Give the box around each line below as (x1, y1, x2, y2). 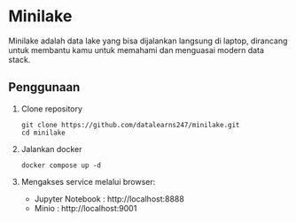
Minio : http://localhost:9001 (34, 203, 137, 213)
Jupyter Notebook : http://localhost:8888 (34, 193, 185, 204)
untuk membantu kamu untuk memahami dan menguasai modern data (8, 44, 265, 55)
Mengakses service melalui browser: (20, 176, 156, 187)
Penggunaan (8, 80, 81, 95)
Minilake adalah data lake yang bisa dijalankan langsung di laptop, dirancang (8, 35, 288, 46)
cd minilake (20, 128, 66, 137)
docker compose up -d (20, 161, 101, 170)
